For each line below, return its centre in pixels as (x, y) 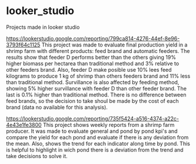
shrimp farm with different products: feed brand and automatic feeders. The (98, 51)
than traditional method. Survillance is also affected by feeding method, (93, 82)
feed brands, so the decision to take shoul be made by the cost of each (92, 101)
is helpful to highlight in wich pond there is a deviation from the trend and (95, 150)
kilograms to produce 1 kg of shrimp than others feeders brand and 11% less (98, 76)
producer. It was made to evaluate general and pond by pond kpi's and (92, 131)
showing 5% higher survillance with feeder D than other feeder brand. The (97, 88)
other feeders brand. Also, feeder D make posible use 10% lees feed (89, 69)
